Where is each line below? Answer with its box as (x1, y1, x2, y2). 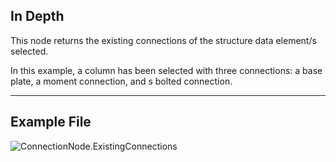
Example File (10, 114, 92, 131)
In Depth (10, 8, 65, 25)
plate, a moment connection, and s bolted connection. (10, 75, 233, 87)
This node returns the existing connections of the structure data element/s (10, 34, 317, 46)
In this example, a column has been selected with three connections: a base (10, 64, 323, 76)
